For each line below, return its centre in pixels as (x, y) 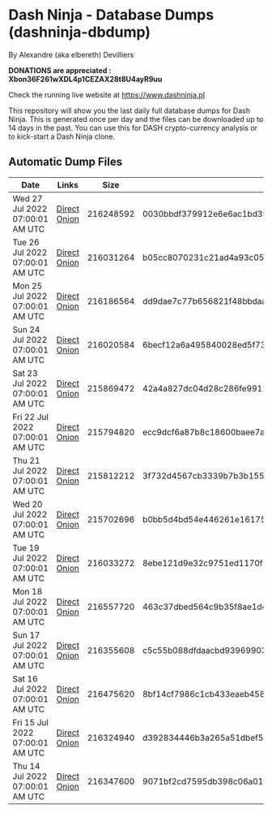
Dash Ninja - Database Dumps (111, 15)
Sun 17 (26, 635)
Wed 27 (28, 198)
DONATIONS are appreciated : (60, 70)
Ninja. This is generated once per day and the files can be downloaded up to (136, 119)
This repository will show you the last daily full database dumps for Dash (130, 110)
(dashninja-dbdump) (80, 32)
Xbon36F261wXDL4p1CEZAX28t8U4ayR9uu (85, 79)
